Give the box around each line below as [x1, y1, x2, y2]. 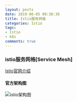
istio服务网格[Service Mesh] [5, 56, 73, 62]
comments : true [5, 39, 36, 44]
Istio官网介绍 [5, 68, 31, 74]
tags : [5, 25, 16, 30]
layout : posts [5, 7, 34, 12]
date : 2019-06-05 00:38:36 [5, 12, 60, 17]
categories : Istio [5, 20, 42, 26]
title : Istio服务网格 [5, 16, 46, 21]
